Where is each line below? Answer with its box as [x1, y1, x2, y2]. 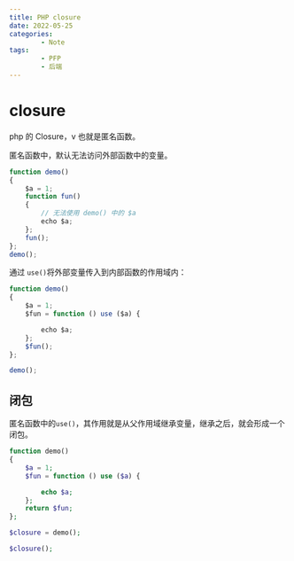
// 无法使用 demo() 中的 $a [41, 209, 136, 218]
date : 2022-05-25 [9, 21, 73, 30]
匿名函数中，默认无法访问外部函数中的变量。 [9, 150, 173, 160]
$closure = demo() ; [9, 528, 81, 537]
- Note [41, 37, 66, 47]
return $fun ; [25, 504, 73, 513]
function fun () [25, 192, 81, 201]
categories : [9, 29, 53, 38]
